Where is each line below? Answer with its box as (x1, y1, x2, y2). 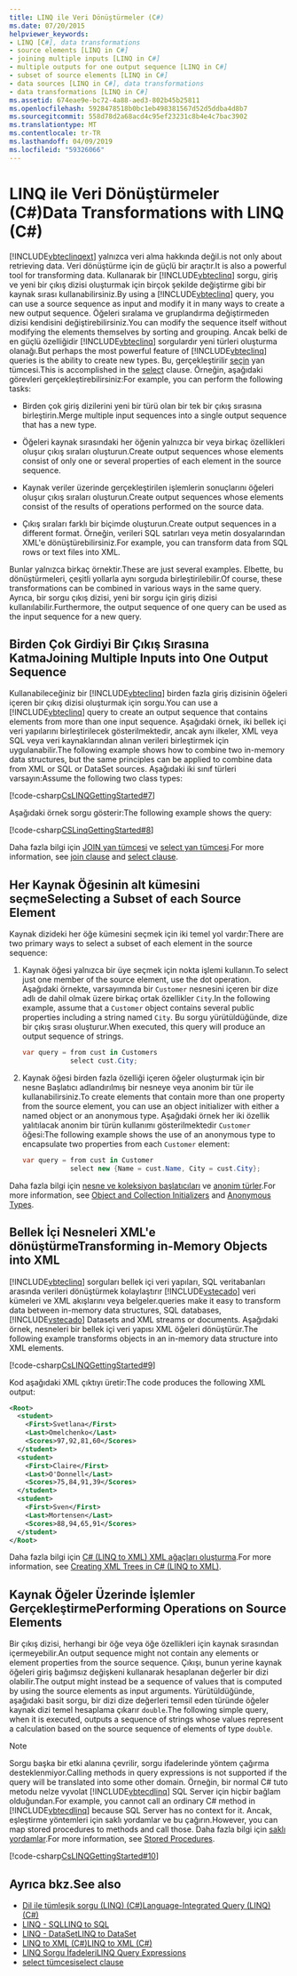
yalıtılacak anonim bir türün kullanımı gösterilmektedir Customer (21, 1120, 251, 1130)
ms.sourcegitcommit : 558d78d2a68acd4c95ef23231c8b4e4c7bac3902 (9, 112, 248, 121)
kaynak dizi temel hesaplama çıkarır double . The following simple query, (9, 1705, 269, 1715)
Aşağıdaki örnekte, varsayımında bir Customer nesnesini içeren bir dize (21, 984, 279, 994)
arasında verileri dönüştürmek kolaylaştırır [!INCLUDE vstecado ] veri (9, 1286, 256, 1297)
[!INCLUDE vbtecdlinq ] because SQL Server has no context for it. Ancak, (9, 1805, 272, 1816)
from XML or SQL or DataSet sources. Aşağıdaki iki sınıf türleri (9, 764, 237, 775)
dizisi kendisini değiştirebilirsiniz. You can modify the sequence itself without (9, 317, 287, 327)
